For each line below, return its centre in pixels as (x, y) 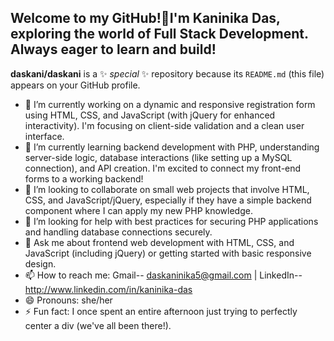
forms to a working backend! (84, 178)
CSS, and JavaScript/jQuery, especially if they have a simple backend (168, 200)
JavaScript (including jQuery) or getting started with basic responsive (168, 253)
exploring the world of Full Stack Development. (159, 34)
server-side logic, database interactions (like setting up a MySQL (158, 157)
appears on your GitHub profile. (75, 85)
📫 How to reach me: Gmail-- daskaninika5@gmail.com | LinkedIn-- (163, 275)
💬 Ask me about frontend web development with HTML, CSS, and (159, 242)
